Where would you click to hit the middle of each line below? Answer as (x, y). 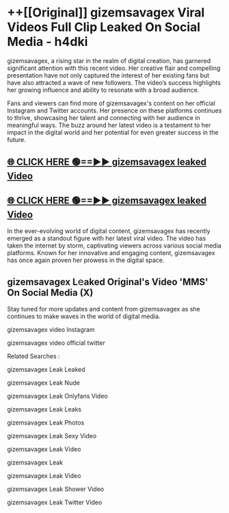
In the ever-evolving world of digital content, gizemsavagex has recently (109, 231)
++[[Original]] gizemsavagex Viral (106, 13)
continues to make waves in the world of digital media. (84, 316)
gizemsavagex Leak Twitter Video (55, 502)
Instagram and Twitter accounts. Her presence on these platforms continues (114, 110)
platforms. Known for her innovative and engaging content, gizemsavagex (111, 253)
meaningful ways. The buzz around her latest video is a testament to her (109, 125)
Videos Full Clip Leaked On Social (104, 27)
